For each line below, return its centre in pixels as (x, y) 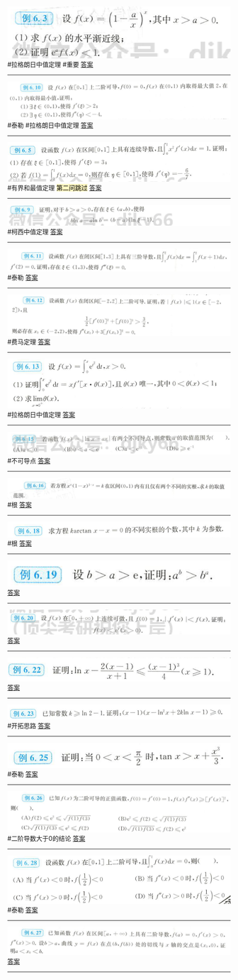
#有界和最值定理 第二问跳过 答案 (55, 187)
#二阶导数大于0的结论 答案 (46, 839)
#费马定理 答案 (29, 342)
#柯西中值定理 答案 (35, 232)
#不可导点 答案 (29, 460)
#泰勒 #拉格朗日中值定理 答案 (50, 125)
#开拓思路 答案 (29, 725)
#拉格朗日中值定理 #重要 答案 (50, 65)
